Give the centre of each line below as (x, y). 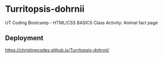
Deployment (24, 38)
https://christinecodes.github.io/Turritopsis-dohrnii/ (57, 50)
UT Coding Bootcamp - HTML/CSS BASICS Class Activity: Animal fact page (81, 23)
